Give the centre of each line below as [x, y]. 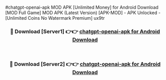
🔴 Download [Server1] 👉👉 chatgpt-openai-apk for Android [85, 31]
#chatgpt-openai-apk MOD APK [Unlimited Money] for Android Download [82, 7]
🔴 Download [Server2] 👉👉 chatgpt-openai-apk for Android [85, 64]
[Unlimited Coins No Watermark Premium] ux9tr [55, 18]
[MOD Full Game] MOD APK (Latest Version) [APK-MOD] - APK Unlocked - [83, 13]
